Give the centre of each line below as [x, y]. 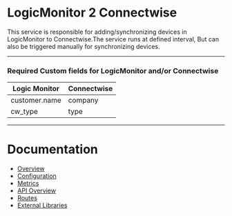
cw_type [24, 112]
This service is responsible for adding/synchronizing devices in [97, 32]
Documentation [53, 149]
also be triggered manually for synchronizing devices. [84, 46]
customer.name [36, 100]
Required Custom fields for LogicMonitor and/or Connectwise [113, 70]
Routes [27, 198]
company [83, 100]
